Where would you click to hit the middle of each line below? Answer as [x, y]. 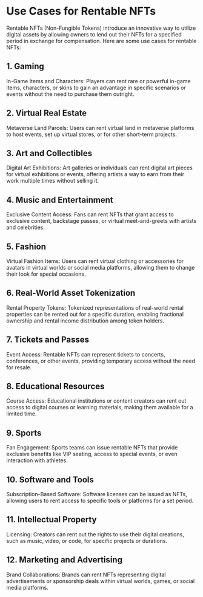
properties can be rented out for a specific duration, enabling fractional [95, 314]
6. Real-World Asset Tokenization [71, 293]
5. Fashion [26, 246]
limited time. [22, 414]
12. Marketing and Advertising [65, 560]
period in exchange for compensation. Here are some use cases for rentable [101, 41]
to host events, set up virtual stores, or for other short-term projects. [92, 134]
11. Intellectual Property [52, 520]
